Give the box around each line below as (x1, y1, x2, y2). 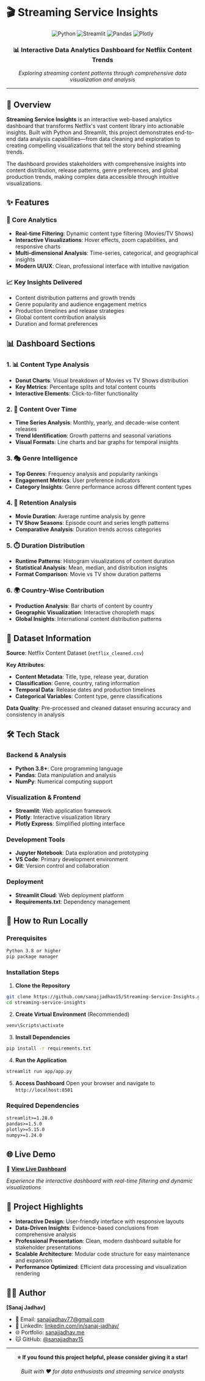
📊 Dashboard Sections (6, 339, 96, 349)
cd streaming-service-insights (6, 999, 86, 1006)
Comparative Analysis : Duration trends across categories (15, 525, 162, 533)
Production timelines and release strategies (15, 307, 124, 315)
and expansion (15, 1257, 53, 1264)
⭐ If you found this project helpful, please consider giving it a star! (17, 1353, 188, 1361)
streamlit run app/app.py (6, 1068, 72, 1074)
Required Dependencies (6, 1101, 79, 1110)
